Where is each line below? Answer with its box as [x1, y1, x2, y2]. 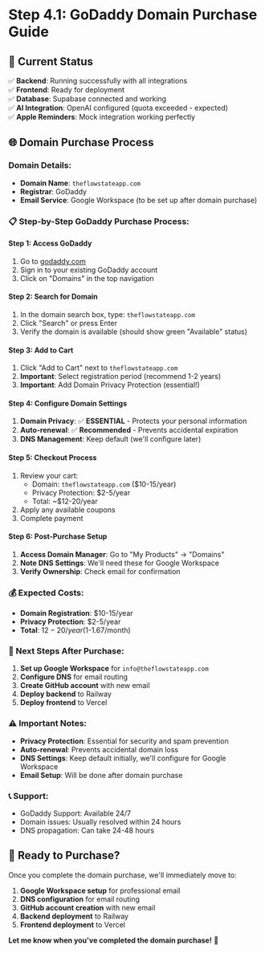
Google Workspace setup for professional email [19, 886, 181, 895]
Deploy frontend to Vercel [19, 698, 108, 707]
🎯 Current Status [8, 55, 94, 68]
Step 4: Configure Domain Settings [8, 398, 128, 408]
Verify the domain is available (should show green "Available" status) [19, 327, 247, 336]
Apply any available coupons [19, 504, 116, 515]
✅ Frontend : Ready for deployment [8, 85, 125, 94]
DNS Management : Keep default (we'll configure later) [19, 434, 202, 444]
